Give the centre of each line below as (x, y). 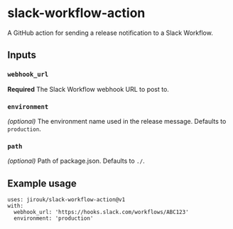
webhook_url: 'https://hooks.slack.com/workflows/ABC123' (102, 212)
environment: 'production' (54, 218)
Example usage (42, 183)
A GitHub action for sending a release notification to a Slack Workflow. (110, 33)
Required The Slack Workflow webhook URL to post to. (88, 89)
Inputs (22, 55)
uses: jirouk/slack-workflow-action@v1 (66, 200)
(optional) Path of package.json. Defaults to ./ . (76, 161)
